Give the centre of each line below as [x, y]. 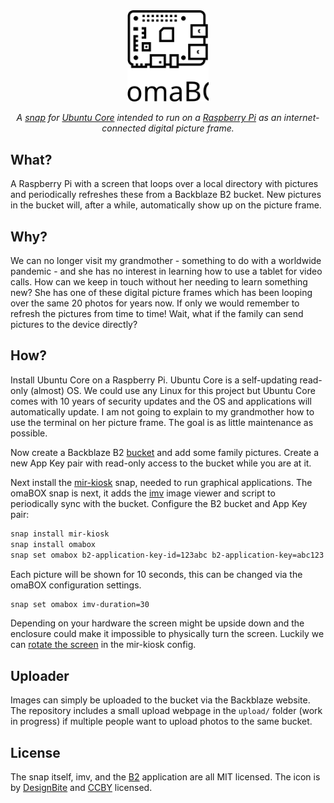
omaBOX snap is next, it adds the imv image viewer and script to [143, 493]
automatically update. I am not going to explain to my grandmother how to [162, 411]
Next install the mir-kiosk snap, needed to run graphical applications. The [161, 482]
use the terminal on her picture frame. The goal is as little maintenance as [162, 422]
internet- [301, 118]
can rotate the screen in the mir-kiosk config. [103, 645]
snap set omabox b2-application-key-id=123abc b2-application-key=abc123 [167, 555]
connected [124, 128]
